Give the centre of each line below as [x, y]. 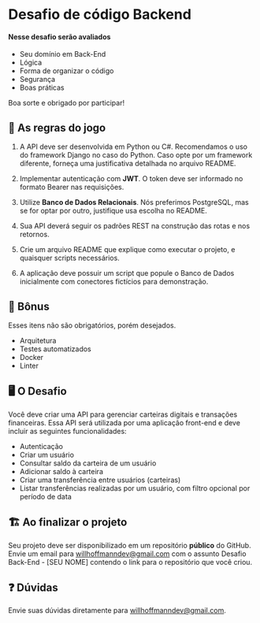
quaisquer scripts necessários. [69, 258]
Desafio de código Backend [100, 15]
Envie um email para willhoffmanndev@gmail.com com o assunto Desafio [127, 554]
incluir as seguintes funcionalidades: [68, 431]
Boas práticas [42, 87]
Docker [32, 358]
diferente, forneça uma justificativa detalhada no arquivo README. [128, 164]
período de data [46, 496]
